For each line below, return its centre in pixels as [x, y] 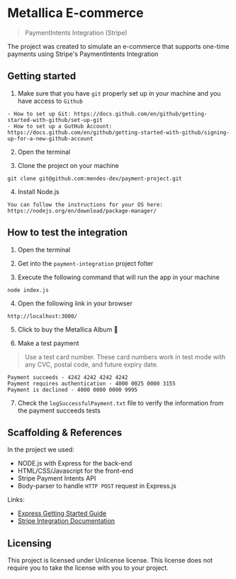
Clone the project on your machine [68, 165]
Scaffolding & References [65, 433]
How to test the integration [67, 233]
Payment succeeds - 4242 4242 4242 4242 [68, 377]
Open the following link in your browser [75, 303]
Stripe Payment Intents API [57, 478]
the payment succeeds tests [59, 410]
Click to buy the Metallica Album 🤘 [68, 329]
